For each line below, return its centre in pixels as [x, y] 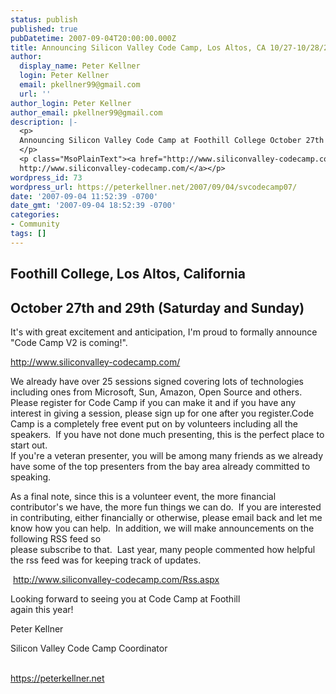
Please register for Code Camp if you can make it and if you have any [153, 402]
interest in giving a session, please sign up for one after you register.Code [162, 413]
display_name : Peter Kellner [80, 66]
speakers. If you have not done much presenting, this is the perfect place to [167, 434]
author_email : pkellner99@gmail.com [86, 112]
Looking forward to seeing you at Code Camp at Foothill [125, 598]
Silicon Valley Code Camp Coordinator [89, 648]
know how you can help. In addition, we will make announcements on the [162, 528]
